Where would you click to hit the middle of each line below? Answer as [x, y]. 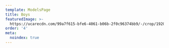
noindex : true [24, 38]
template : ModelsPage [28, 10]
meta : [11, 33]
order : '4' [17, 28]
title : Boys [18, 14]
